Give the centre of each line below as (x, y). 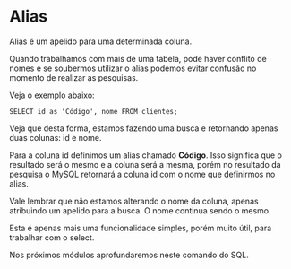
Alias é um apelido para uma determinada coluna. (101, 41)
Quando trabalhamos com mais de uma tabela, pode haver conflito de (138, 58)
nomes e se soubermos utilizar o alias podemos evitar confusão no (133, 68)
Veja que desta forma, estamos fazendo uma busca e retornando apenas (144, 128)
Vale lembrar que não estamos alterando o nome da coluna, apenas (134, 201)
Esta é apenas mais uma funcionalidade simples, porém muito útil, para (141, 228)
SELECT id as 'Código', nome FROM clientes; (94, 111)
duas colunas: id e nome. (56, 137)
